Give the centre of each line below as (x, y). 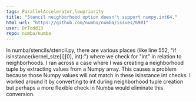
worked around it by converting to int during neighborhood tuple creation (95, 82)
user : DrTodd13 (25, 28)
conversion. (20, 94)
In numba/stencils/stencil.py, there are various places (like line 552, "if (91, 50)
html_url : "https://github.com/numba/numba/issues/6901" (77, 22)
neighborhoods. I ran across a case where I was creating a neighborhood (95, 63)
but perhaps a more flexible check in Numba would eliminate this (85, 88)
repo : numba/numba (29, 34)
